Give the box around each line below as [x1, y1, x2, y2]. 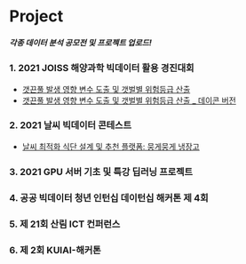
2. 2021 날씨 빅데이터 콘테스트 [9, 119, 131, 132]
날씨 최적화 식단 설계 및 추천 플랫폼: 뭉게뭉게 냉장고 [21, 140, 200, 152]
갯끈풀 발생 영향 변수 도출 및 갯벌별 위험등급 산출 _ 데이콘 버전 [21, 95, 237, 106]
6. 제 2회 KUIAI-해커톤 [9, 244, 102, 256]
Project [9, 6, 64, 27]
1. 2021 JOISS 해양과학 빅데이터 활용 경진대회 [9, 62, 194, 75]
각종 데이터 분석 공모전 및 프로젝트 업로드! [9, 37, 153, 48]
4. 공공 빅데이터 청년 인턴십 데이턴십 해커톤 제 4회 [9, 191, 209, 204]
